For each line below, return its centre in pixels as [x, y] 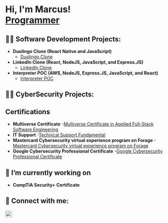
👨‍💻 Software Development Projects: [63, 39]
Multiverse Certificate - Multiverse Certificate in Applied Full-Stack [83, 124]
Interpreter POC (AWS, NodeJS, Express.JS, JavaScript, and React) [85, 73]
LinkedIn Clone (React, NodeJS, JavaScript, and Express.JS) [78, 62]
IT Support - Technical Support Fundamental [59, 135]
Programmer [33, 20]
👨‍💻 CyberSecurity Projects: [50, 95]
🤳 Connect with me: [37, 201]
